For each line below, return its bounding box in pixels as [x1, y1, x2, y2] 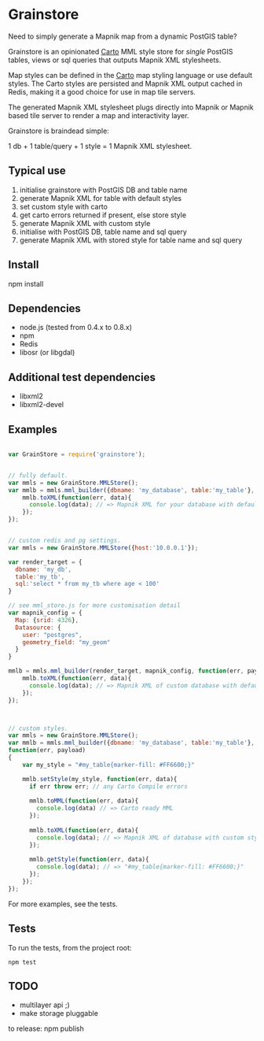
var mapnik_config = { [8, 609, 82, 617]
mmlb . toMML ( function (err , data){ [28, 797, 139, 805]
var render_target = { [8, 558, 82, 566]
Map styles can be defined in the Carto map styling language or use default [8, 70, 253, 80]
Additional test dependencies [8, 370, 156, 383]
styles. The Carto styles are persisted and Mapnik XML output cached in [8, 79, 243, 88]
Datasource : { [15, 624, 61, 632]
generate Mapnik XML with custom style [19, 218, 151, 228]
